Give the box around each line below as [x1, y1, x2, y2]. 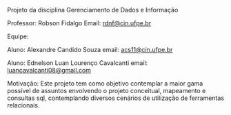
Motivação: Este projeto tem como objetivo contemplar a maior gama [7, 79, 203, 88]
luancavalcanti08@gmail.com [7, 66, 92, 74]
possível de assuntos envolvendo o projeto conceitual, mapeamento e [7, 87, 206, 94]
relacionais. [7, 101, 40, 109]
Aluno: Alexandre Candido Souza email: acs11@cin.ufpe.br [7, 46, 173, 53]
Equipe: [7, 32, 29, 40]
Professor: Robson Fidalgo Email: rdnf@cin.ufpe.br [7, 19, 152, 27]
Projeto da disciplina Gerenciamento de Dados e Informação [7, 6, 179, 14]
